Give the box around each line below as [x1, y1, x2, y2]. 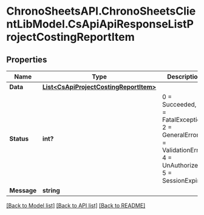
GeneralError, [161, 131, 201, 139]
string [42, 186, 61, 194]
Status [9, 135, 29, 143]
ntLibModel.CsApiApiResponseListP [6, 17, 194, 31]
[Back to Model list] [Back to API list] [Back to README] [6, 202, 146, 209]
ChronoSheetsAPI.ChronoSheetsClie [6, 4, 196, 18]
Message [9, 186, 37, 194]
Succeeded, [161, 100, 197, 108]
